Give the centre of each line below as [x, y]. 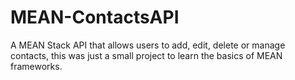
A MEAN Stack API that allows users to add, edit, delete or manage [148, 45]
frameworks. [36, 66]
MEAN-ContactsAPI [95, 17]
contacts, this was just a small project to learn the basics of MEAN [146, 55]
